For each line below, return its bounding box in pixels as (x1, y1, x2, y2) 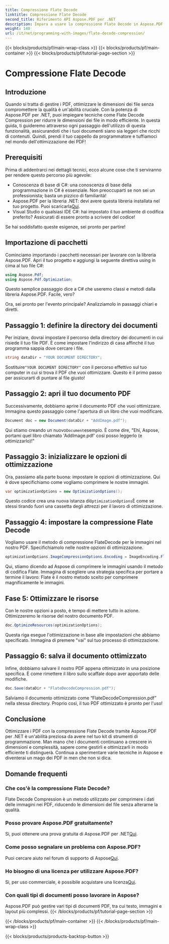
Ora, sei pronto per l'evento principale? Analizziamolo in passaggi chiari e (5, 301, 157, 307)
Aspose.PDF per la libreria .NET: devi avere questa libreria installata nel (12, 198, 160, 204)
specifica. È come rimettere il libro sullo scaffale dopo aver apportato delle (5, 671, 159, 677)
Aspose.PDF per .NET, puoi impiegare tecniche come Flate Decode (5, 112, 144, 118)
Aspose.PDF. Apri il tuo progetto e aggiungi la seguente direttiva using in (5, 257, 156, 263)
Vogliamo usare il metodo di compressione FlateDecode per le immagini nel (5, 539, 162, 545)
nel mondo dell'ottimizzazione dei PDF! (5, 139, 87, 144)
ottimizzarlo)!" (5, 437, 35, 444)
